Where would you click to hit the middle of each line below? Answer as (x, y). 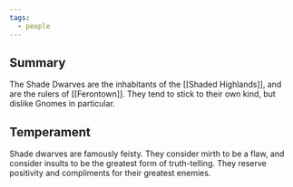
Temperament (50, 132)
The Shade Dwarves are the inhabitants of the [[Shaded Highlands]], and (146, 84)
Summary (38, 63)
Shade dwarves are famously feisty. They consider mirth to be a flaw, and (147, 154)
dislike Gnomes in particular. (63, 104)
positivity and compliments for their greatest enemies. (110, 173)
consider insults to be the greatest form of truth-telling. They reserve (138, 164)
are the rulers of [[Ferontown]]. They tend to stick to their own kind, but (143, 94)
